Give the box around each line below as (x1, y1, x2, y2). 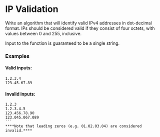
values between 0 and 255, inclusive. (5, 30, 82, 36)
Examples (5, 52, 30, 59)
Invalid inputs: (5, 91, 36, 97)
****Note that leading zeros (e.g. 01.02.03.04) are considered (5, 124, 142, 129)
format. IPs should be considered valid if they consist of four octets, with (5, 25, 155, 31)
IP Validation (5, 3, 58, 15)
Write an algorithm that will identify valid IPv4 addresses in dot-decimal (5, 20, 152, 26)
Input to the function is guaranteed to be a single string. (5, 40, 120, 46)
